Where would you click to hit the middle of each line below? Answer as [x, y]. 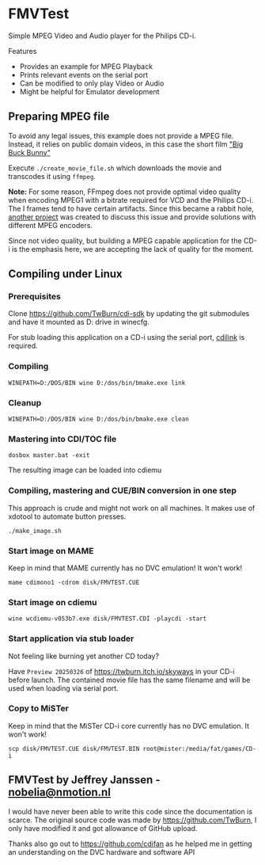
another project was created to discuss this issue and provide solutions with [132, 217]
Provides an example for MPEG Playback [86, 66]
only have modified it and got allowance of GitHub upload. [103, 828]
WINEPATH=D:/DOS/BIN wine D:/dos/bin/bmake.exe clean [99, 419]
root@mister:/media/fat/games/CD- [200, 749]
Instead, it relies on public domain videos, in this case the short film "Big [126, 144]
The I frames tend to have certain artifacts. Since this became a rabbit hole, [131, 208]
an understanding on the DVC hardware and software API [102, 852]
